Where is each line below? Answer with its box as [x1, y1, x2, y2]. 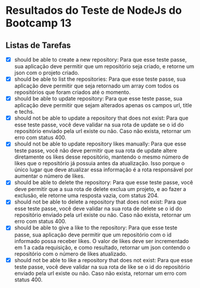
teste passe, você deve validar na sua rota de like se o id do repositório [14, 263, 190, 270]
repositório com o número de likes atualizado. [14, 250, 128, 257]
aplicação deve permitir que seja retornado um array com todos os [14, 82, 179, 90]
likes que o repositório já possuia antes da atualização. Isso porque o [14, 160, 185, 167]
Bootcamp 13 [5, 16, 72, 30]
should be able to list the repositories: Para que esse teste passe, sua [14, 75, 186, 83]
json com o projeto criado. [14, 69, 80, 77]
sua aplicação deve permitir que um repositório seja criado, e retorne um [14, 63, 195, 70]
